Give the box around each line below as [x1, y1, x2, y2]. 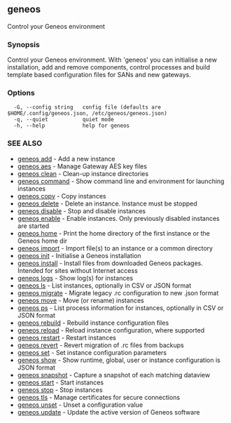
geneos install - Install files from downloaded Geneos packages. [17, 259, 203, 267]
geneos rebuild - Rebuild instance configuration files [17, 318, 169, 327]
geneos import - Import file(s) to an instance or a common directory [17, 243, 213, 253]
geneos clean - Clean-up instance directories [17, 169, 149, 177]
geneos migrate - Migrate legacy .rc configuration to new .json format [17, 288, 219, 297]
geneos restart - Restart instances [17, 333, 117, 342]
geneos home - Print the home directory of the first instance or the [17, 229, 210, 237]
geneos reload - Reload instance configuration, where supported [17, 325, 205, 334]
